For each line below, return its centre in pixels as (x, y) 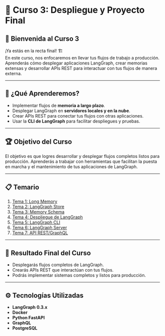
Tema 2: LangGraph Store (38, 207)
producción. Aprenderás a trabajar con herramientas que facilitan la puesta (81, 161)
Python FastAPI (28, 318)
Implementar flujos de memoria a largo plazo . (59, 105)
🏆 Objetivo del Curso (39, 142)
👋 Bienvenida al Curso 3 (42, 39)
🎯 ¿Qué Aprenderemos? (42, 94)
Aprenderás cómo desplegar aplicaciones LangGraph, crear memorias (76, 63)
